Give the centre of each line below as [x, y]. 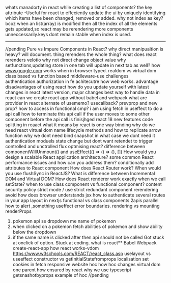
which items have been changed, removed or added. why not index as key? [84, 18]
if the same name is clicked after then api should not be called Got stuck [88, 237]
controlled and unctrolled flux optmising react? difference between [75, 146]
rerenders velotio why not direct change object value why [66, 60]
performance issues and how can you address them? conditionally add [80, 163]
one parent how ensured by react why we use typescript [72, 270]
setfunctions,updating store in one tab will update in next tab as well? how [83, 65]
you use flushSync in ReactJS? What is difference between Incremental [80, 173]
